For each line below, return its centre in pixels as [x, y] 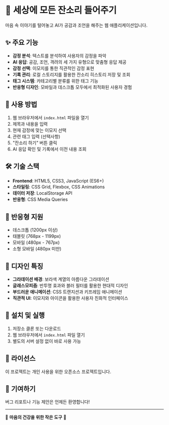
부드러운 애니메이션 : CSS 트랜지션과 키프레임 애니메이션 [67, 292]
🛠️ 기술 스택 [22, 166]
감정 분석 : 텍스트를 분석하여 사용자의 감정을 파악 [59, 55]
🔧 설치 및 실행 [25, 316]
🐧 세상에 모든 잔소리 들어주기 [61, 10]
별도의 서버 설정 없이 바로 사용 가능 [47, 341]
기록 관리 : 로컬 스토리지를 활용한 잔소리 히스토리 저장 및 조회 [71, 74]
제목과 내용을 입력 [30, 124]
